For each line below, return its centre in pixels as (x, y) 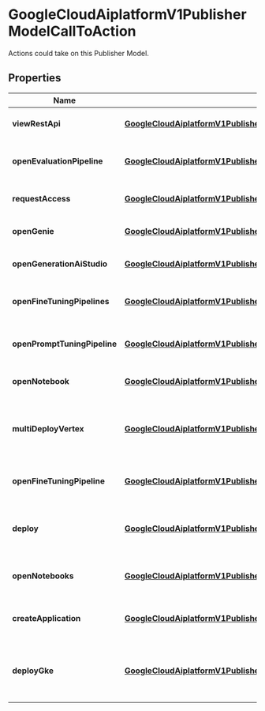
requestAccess (41, 198)
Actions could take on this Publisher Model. (79, 53)
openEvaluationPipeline (58, 161)
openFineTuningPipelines (61, 301)
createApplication (47, 618)
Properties (35, 78)
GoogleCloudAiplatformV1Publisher (127, 15)
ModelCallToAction (72, 31)
